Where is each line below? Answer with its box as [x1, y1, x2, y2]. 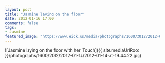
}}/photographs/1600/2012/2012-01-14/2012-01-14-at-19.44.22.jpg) [5, 52, 141, 58]
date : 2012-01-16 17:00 [5, 16, 54, 21]
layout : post [5, 7, 32, 12]
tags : [5, 25, 16, 30]
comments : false [5, 20, 38, 26]
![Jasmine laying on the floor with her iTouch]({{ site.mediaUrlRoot [5, 47, 139, 53]
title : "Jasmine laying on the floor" [5, 12, 84, 16]
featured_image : [5, 34, 38, 39]
